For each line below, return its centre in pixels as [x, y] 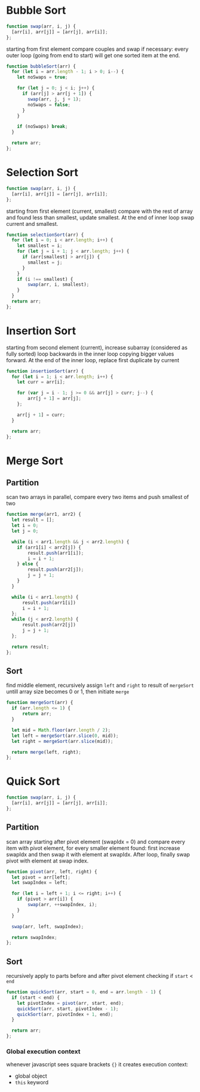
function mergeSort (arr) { [40, 703]
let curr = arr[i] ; [41, 382]
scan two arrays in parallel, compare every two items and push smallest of [98, 497]
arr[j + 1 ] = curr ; [41, 415]
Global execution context [43, 1051]
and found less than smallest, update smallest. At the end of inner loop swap [100, 217]
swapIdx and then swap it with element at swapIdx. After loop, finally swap [98, 854]
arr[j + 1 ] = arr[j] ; [55, 399]
